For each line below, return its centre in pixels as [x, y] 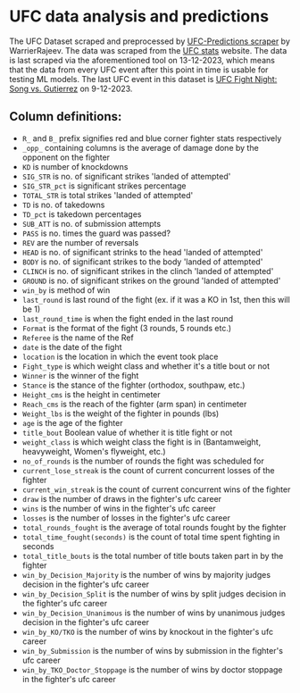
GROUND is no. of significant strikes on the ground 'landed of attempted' [151, 280]
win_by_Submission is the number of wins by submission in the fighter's [153, 650]
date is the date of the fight [72, 346]
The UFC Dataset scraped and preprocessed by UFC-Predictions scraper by [150, 41]
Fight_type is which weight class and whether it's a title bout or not [146, 366]
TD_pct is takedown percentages [82, 214]
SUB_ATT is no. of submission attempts [92, 223]
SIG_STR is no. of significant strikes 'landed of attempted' [126, 176]
